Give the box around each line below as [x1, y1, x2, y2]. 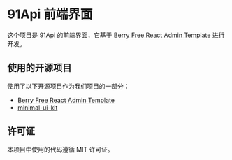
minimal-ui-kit [17, 103, 58, 112]
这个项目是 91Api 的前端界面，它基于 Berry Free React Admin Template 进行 [7, 31, 225, 39]
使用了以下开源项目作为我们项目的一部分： [7, 82, 130, 90]
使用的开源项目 [7, 62, 72, 74]
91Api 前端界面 [7, 6, 93, 22]
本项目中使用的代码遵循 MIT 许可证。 [7, 145, 114, 154]
